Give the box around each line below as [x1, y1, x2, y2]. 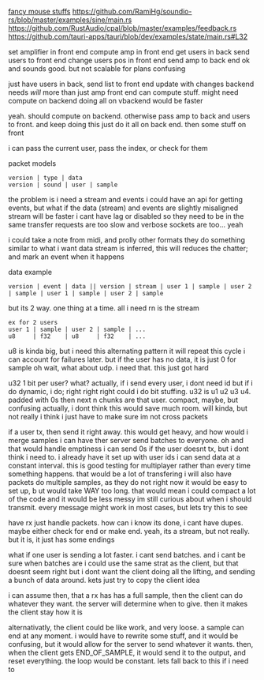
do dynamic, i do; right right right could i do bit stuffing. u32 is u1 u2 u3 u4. [8, 387, 251, 396]
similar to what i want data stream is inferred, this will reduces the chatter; [8, 244, 248, 253]
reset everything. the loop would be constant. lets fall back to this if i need [8, 656, 249, 666]
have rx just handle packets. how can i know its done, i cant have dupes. [8, 518, 244, 528]
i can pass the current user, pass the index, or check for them [8, 144, 208, 152]
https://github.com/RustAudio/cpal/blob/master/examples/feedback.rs [8, 24, 237, 32]
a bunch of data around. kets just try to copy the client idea [8, 576, 200, 584]
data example [8, 268, 53, 276]
